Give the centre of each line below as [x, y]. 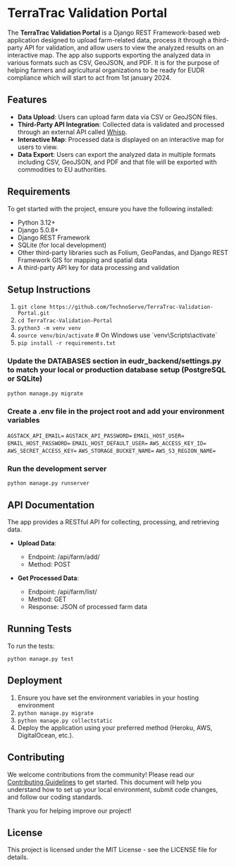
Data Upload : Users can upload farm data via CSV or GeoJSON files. [117, 117]
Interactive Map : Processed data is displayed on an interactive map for [120, 139]
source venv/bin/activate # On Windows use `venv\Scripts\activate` [117, 335]
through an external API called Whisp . [72, 131]
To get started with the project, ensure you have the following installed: [110, 208]
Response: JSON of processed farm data [88, 607]
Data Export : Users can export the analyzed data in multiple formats [117, 154]
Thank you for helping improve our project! [69, 810]
